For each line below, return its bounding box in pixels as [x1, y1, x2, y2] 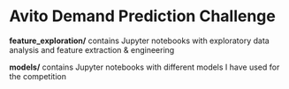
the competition [9, 70, 66, 81]
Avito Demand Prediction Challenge [9, 6, 276, 26]
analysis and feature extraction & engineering [9, 44, 175, 55]
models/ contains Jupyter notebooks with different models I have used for [9, 62, 280, 72]
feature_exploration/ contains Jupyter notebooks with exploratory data [9, 35, 270, 46]
